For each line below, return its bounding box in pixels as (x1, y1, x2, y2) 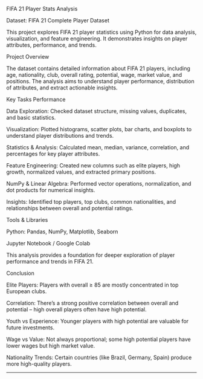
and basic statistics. (6, 114, 56, 121)
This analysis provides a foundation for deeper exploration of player (6, 251, 175, 259)
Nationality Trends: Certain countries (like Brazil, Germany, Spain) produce (6, 354, 192, 361)
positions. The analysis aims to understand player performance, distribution (6, 78, 195, 85)
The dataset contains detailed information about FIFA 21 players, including (6, 65, 190, 72)
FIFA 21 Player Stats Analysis (6, 5, 78, 12)
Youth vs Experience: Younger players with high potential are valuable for (6, 317, 189, 325)
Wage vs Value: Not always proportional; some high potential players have (6, 335, 192, 343)
